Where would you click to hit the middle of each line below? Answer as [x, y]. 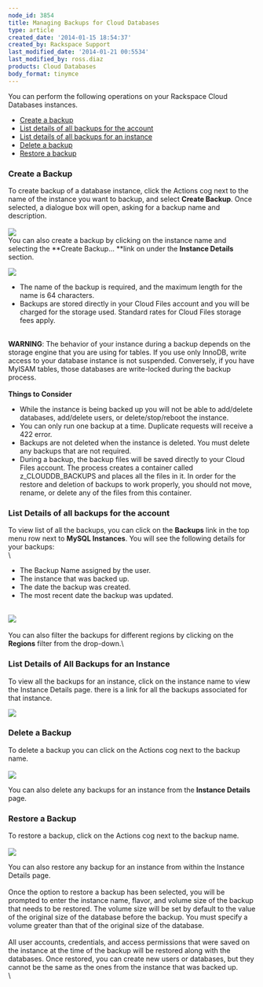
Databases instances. [43, 105]
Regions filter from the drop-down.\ [66, 644]
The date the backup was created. [75, 587]
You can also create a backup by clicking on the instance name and [117, 240]
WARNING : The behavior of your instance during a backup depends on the [130, 343]
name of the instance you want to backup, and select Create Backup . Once [130, 199]
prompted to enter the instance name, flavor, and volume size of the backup [131, 901]
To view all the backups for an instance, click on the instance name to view [130, 681]
